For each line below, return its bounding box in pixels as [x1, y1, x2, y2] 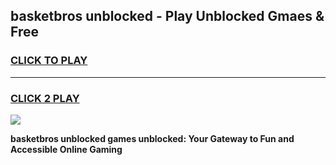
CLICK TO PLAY [10, 54, 88, 68]
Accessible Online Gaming [10, 143, 123, 155]
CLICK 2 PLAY [10, 91, 80, 105]
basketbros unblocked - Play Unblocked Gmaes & [10, 8, 325, 25]
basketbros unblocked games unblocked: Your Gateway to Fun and [10, 132, 295, 144]
